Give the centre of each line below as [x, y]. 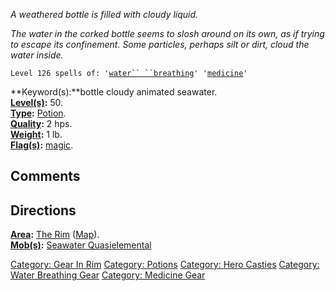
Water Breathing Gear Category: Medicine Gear [108, 275]
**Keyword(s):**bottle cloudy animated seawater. [114, 92]
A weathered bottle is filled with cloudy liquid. [104, 14]
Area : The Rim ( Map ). [55, 235]
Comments [45, 176]
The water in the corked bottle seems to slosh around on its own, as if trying [167, 33]
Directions [43, 210]
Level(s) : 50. [37, 102]
